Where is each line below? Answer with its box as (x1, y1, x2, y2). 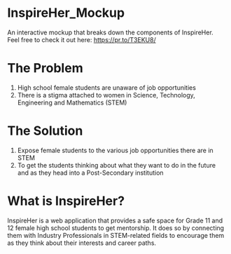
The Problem (7, 60, 83, 76)
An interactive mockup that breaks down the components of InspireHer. (7, 28, 213, 36)
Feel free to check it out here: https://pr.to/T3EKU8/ (7, 35, 156, 44)
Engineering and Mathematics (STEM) (17, 98, 127, 107)
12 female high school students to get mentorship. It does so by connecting (7, 223, 225, 232)
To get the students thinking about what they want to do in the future (17, 161, 216, 169)
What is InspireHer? (7, 193, 125, 208)
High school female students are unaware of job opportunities (17, 83, 196, 92)
